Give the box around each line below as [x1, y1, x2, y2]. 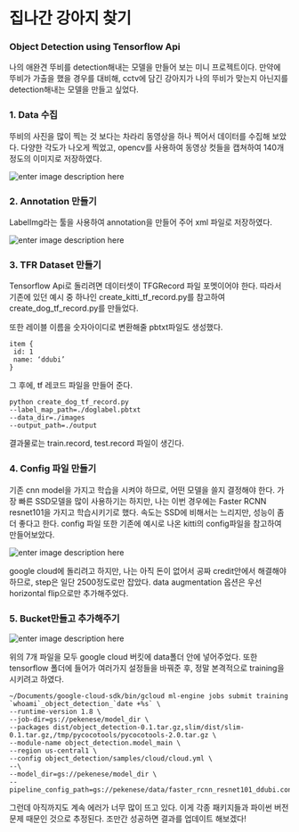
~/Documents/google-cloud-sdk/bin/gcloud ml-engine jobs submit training [9, 691, 289, 701]
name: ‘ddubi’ [12, 355, 66, 364]
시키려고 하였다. [9, 673, 65, 684]
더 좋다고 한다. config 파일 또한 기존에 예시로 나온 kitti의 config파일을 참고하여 [9, 518, 282, 528]
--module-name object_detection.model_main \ [9, 738, 181, 747]
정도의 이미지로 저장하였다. [9, 153, 102, 163]
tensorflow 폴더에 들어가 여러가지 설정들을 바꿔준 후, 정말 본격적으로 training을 [9, 662, 285, 673]
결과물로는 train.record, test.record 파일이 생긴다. [9, 438, 184, 449]
